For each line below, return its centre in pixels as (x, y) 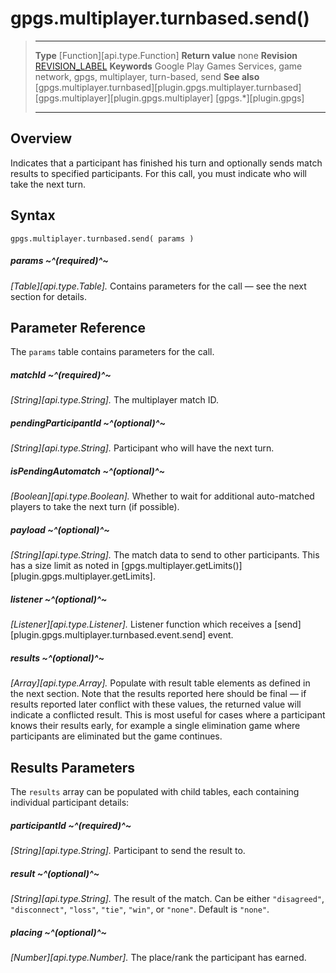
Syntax (33, 215)
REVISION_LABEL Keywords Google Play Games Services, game (168, 66)
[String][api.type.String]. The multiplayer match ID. (115, 400)
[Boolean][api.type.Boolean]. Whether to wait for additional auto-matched (162, 496)
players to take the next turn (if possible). (95, 507)
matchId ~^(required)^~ (61, 374)
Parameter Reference (78, 327)
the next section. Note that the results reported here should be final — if (158, 694)
